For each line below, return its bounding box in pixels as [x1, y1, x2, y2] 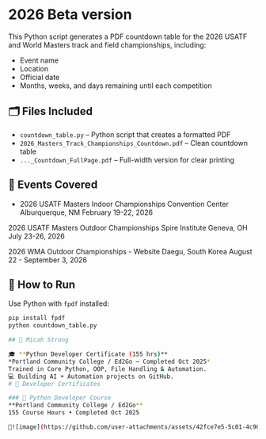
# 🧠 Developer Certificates [8, 380, 101, 387]
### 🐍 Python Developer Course [8, 394, 112, 402]
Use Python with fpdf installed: [8, 299, 109, 308]
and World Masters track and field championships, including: [8, 40, 207, 49]
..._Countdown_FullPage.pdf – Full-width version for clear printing [19, 155, 235, 164]
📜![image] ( [8, 423, 44, 431]
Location [19, 63, 49, 73]
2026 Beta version [8, 6, 132, 24]
